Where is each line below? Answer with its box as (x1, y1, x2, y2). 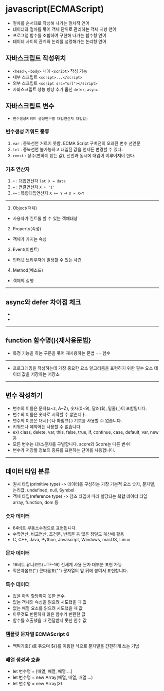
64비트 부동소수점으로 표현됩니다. (12, 525, 77, 530)
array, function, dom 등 (12, 499, 59, 506)
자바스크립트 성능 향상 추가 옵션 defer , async (12, 86, 98, 92)
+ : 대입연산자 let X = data (12, 178, 66, 184)
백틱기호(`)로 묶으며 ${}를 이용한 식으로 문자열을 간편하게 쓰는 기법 (12, 643, 139, 649)
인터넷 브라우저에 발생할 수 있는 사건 (12, 257, 82, 263)
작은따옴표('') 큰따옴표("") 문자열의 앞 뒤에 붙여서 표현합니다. (12, 568, 128, 573)
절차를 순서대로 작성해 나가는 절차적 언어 (12, 20, 90, 26)
